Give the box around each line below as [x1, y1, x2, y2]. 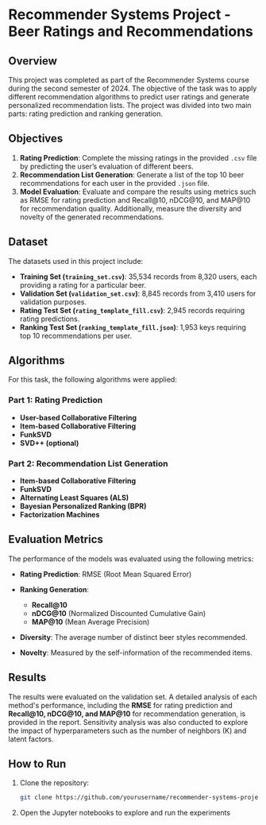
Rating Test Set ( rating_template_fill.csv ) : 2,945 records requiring [19, 305, 245, 315]
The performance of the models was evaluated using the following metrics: [8, 554, 254, 564]
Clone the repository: [19, 778, 90, 788]
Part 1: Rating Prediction [8, 395, 103, 406]
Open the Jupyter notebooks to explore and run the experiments [19, 808, 231, 818]
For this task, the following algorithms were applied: [8, 375, 177, 385]
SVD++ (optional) [19, 438, 79, 447]
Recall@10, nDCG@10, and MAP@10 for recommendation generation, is [8, 709, 246, 718]
